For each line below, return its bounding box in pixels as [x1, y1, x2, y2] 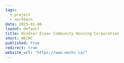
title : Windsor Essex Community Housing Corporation [5, 31, 119, 36]
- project [10, 12, 30, 17]
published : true [5, 41, 40, 46]
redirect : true [5, 45, 38, 50]
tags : [5, 7, 17, 13]
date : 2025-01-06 [5, 21, 42, 27]
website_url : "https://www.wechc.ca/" [5, 50, 87, 55]
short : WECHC [5, 36, 33, 41]
